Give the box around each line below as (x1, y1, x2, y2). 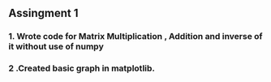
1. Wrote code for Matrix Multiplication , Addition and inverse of (8, 31, 263, 42)
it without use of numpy (8, 41, 104, 52)
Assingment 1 (8, 6, 79, 20)
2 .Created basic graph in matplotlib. (8, 63, 156, 74)
